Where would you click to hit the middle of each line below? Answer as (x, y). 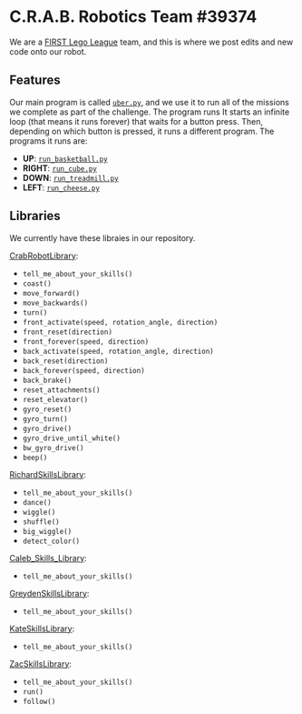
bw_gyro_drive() (53, 448)
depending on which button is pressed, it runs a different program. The (142, 131)
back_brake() (47, 380)
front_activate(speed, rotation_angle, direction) (120, 322)
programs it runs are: (49, 141)
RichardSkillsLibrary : (48, 474)
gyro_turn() (45, 419)
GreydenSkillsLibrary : (49, 593)
